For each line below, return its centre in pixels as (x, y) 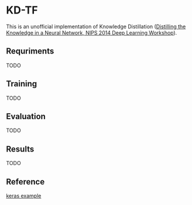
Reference (25, 182)
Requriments (30, 51)
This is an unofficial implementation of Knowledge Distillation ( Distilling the (96, 26)
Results (20, 149)
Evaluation (26, 116)
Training (22, 84)
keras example (24, 196)
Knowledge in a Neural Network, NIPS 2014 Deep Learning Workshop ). (92, 32)
